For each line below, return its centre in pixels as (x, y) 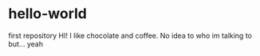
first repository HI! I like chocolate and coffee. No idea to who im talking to (130, 35)
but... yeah (26, 43)
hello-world (48, 14)
